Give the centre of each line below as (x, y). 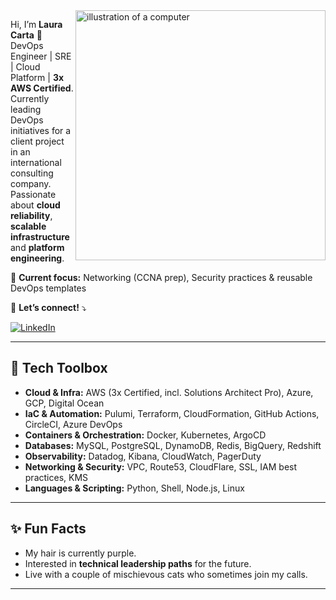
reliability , (31, 215)
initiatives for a (41, 130)
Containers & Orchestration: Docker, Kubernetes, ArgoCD (145, 435)
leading (26, 109)
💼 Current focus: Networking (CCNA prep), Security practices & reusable (161, 277)
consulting (32, 173)
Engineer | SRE (41, 56)
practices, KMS (56, 477)
